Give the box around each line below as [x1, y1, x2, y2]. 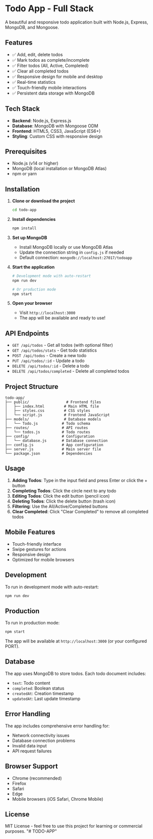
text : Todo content [12, 680, 50, 686]
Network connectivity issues [12, 732, 70, 738]
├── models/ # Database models [5, 417, 101, 422]
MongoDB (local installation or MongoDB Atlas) [12, 166, 107, 171]
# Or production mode [12, 287, 56, 292]
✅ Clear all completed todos [12, 68, 69, 74]
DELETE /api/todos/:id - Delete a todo [12, 363, 90, 369]
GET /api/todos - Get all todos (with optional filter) [12, 342, 113, 348]
